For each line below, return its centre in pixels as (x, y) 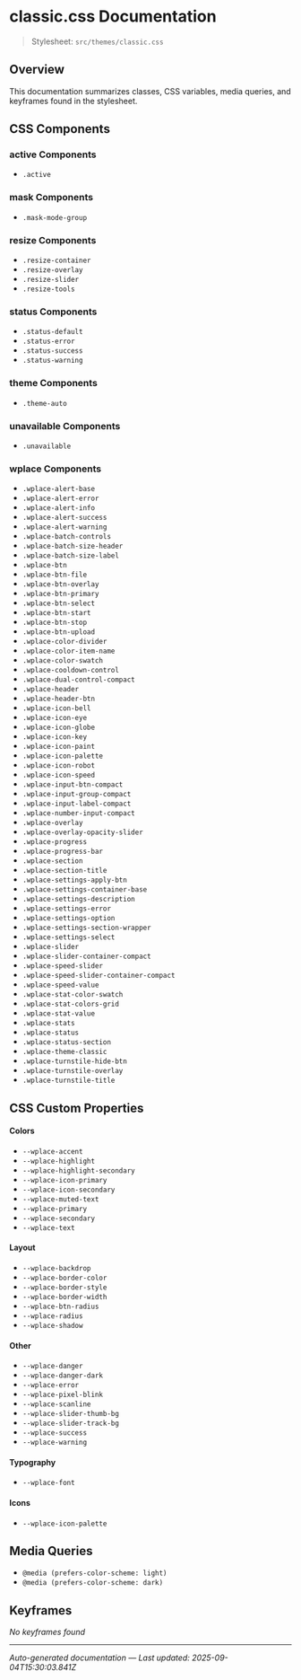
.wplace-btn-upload (59, 632)
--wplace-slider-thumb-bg (70, 1414)
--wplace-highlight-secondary (79, 1170)
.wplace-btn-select (59, 603)
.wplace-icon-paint (59, 747)
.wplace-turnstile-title (69, 1081)
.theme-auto (44, 403)
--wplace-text (48, 1227)
